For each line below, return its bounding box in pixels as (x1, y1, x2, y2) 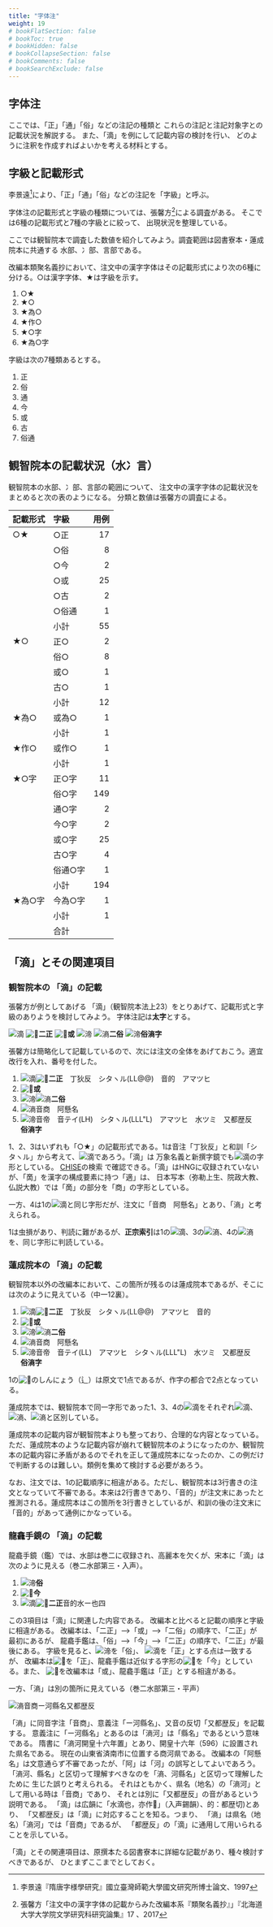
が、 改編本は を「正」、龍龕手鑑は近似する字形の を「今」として (8, 1656, 246, 1665)
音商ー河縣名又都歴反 (24, 1700, 95, 1710)
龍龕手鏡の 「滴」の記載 (8, 1531, 102, 1542)
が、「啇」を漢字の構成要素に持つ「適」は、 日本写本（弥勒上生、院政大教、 (8, 1172, 263, 1182)
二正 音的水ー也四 (48, 1598, 106, 1608)
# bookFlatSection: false (8, 27, 96, 35)
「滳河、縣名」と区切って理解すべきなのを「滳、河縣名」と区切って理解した (8, 1769, 264, 1778)
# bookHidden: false (8, 42, 79, 50)
